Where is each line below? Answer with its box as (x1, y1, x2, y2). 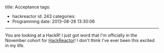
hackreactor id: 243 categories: (12, 13, 76, 19)
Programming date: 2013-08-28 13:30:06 (12, 19, 95, 24)
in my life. (5, 43, 25, 48)
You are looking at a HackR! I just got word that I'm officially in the (5, 32, 138, 38)
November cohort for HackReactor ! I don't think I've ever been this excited (5, 38, 155, 43)
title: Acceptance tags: (5, 4, 50, 10)
